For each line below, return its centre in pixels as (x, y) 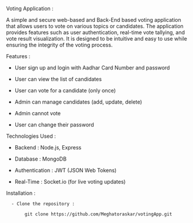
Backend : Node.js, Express (48, 147)
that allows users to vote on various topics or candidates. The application (95, 26)
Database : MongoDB (40, 159)
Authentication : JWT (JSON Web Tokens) (65, 170)
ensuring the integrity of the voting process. (59, 45)
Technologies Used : (31, 136)
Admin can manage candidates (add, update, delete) (78, 102)
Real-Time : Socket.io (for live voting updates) (70, 182)
